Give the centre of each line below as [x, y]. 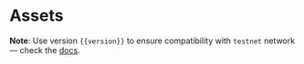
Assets [37, 16]
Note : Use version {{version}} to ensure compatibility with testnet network [152, 41]
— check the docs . [45, 50]
